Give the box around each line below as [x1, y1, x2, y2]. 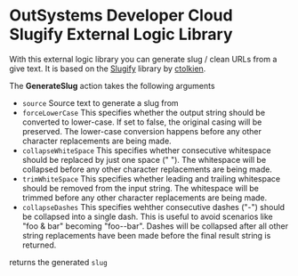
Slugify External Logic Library [9, 24, 233, 45]
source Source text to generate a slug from [21, 97, 180, 108]
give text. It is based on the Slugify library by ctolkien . [9, 63, 206, 74]
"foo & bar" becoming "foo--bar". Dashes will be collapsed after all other [21, 220, 289, 231]
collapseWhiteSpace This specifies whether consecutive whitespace [21, 144, 271, 156]
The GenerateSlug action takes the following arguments [9, 80, 215, 91]
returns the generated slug [9, 256, 109, 267]
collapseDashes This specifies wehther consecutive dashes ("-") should [21, 201, 286, 212]
